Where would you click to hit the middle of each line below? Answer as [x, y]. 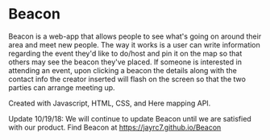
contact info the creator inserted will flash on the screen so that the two [127, 79]
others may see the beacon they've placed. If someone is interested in [125, 62]
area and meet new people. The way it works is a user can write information [134, 44]
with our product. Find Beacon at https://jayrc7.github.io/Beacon [115, 127]
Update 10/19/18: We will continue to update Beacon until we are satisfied [130, 118]
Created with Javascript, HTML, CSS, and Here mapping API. [110, 103]
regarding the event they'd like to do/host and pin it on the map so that [125, 53]
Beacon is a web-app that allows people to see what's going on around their [135, 36]
